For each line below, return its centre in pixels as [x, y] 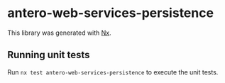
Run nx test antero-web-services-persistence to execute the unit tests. [113, 72]
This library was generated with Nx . [59, 33]
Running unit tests [49, 55]
